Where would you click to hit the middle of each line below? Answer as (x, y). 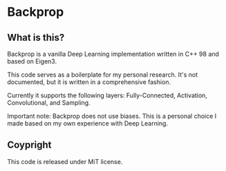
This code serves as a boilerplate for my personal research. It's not (103, 74)
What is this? (36, 38)
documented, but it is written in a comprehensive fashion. (89, 82)
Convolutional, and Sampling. (49, 103)
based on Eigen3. (32, 61)
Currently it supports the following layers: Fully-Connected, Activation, (107, 95)
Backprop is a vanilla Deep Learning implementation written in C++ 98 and (113, 54)
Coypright (29, 145)
